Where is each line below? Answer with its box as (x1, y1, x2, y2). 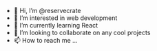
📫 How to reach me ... (13, 37, 78, 44)
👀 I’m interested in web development (13, 14, 118, 22)
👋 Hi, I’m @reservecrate (13, 7, 81, 14)
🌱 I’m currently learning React (13, 21, 98, 29)
